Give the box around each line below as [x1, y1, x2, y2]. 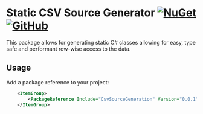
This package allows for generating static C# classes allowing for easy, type [6, 39, 196, 46]
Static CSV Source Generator [6, 6, 155, 20]
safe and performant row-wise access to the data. [6, 45, 131, 52]
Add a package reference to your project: [6, 78, 109, 86]
